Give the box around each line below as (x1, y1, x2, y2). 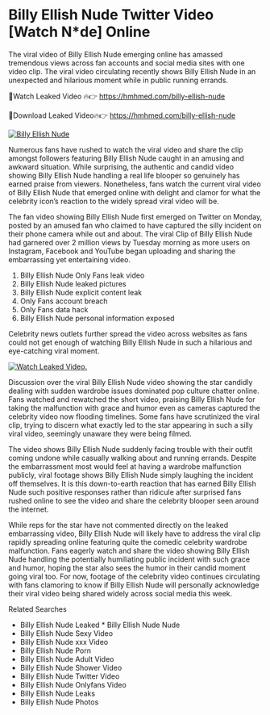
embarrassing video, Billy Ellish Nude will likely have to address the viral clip (8, 529, 261, 538)
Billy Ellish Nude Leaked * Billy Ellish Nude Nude (19, 620, 181, 629)
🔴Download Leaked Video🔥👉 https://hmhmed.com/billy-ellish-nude (8, 111, 236, 120)
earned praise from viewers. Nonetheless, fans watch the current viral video (8, 179, 262, 189)
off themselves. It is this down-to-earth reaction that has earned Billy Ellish (8, 479, 256, 488)
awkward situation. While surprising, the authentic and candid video (8, 161, 235, 171)
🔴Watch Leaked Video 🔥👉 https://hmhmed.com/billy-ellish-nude (8, 91, 226, 101)
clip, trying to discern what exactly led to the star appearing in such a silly (8, 420, 254, 429)
